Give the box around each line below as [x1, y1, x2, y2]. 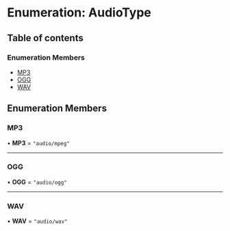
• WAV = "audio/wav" [7, 217, 68, 226]
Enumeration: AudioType [7, 5, 152, 21]
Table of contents [7, 32, 84, 44]
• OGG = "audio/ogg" [7, 178, 67, 186]
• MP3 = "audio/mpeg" [7, 138, 71, 147]
